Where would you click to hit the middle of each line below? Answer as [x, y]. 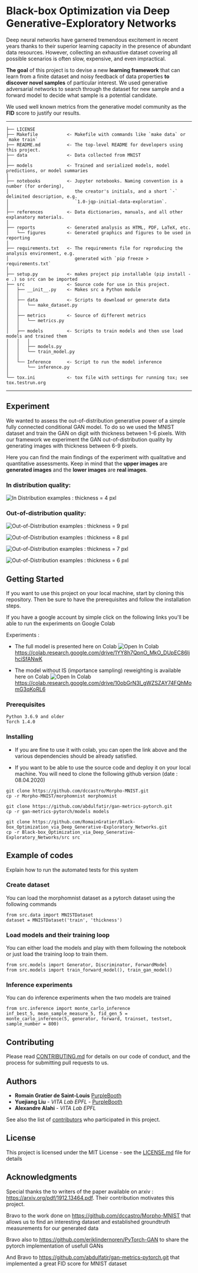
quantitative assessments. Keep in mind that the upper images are [87, 463]
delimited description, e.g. [42, 196]
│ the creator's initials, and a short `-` [92, 191]
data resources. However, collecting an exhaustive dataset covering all [92, 52]
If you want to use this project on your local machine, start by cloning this [95, 593]
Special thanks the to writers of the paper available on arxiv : [80, 1191]
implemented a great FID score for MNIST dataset [66, 1264]
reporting [18, 238]
